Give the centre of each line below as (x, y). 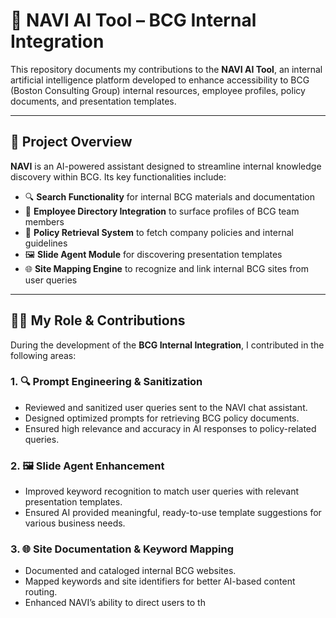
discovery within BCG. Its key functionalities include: (118, 176)
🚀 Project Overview (71, 142)
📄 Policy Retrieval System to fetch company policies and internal (159, 232)
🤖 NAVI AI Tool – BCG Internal (133, 20)
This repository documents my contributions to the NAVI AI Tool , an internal (166, 69)
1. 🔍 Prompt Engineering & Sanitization (106, 382)
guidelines (46, 243)
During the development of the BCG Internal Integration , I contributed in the (167, 345)
